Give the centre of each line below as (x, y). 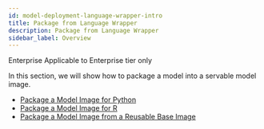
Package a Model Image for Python (78, 100)
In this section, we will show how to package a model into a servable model (132, 76)
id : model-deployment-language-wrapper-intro (85, 16)
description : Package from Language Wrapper (84, 30)
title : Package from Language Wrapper (73, 23)
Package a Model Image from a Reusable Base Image (108, 117)
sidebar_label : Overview (50, 38)
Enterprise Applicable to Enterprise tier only (80, 61)
